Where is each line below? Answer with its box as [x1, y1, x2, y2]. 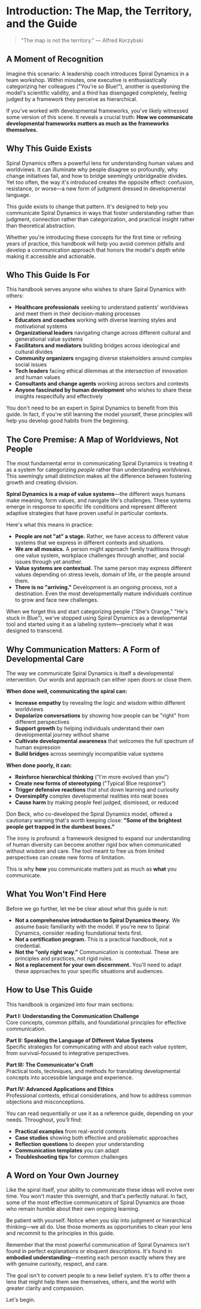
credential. [14, 942, 42, 949]
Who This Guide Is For [6, 269, 90, 280]
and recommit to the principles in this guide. [6, 1229, 115, 1237]
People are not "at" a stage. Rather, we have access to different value [14, 533, 188, 540]
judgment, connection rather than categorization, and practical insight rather [6, 216, 195, 223]
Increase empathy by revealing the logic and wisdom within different [14, 699, 185, 706]
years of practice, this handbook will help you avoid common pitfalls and [6, 240, 185, 247]
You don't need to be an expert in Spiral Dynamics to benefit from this [6, 404, 178, 411]
